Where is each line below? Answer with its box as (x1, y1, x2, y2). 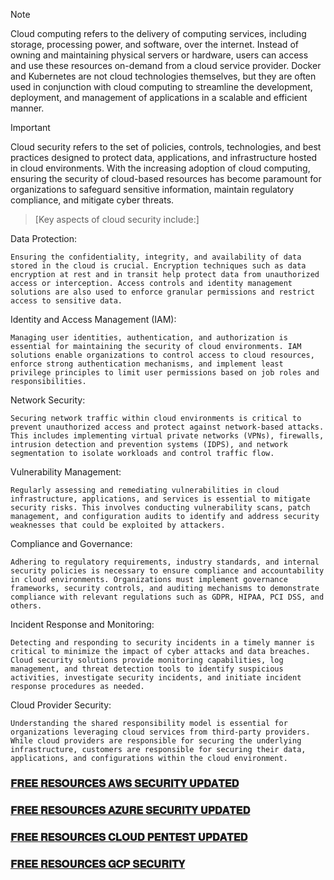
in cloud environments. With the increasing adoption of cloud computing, (10, 162, 311, 174)
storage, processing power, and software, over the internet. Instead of (10, 39, 299, 50)
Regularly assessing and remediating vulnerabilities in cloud (10, 485, 280, 495)
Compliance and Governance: (10, 538, 133, 549)
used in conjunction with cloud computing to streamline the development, (10, 81, 313, 93)
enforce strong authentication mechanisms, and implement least (10, 359, 284, 369)
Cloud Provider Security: (10, 699, 112, 711)
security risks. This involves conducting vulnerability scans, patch (10, 503, 311, 513)
